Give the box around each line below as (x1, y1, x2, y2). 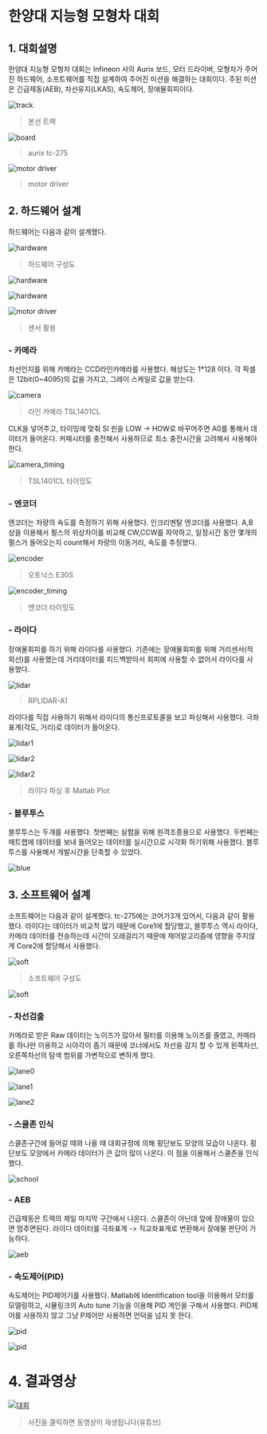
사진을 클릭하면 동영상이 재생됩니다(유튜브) (27, 1417, 162, 1427)
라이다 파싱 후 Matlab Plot (27, 785, 110, 795)
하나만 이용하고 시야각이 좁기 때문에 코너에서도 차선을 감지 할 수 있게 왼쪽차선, (16, 1040, 259, 1051)
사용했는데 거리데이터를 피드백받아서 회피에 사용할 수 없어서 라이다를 (31, 654, 245, 664)
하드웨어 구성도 (27, 259, 76, 268)
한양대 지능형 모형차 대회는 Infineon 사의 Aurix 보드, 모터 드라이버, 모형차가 (8, 65, 243, 73)
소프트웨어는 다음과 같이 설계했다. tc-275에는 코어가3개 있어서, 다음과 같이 (8, 911, 241, 920)
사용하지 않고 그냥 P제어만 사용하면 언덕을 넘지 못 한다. (22, 1311, 194, 1320)
